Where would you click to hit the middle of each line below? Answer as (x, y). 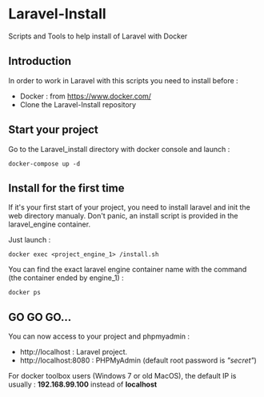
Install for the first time (66, 188)
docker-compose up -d (44, 164)
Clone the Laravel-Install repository (78, 104)
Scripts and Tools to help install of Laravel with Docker (98, 36)
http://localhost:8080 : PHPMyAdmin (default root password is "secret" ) (138, 360)
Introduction (40, 61)
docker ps (25, 293)
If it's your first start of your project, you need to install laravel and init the (129, 207)
